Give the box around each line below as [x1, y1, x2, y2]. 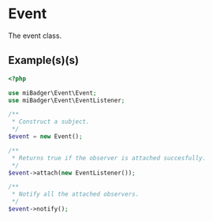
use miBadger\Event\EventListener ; [8, 96, 125, 104]
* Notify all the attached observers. [11, 190, 140, 198]
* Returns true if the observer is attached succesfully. [11, 154, 207, 162]
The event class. [8, 31, 62, 40]
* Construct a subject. [11, 118, 90, 126]
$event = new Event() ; [8, 133, 83, 140]
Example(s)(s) [8, 54, 79, 67]
